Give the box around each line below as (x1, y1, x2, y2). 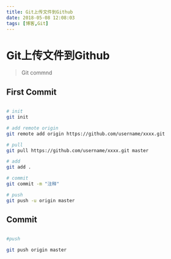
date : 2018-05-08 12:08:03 (6, 15, 75, 21)
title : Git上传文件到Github (6, 9, 73, 15)
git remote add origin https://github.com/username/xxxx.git (6, 131, 166, 137)
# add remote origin (6, 125, 59, 131)
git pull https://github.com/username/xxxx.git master (6, 147, 149, 153)
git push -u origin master (6, 197, 75, 203)
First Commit (6, 87, 57, 97)
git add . (6, 164, 32, 170)
